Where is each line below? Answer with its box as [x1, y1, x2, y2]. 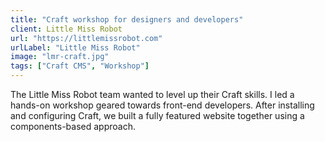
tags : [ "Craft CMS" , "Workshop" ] [10, 61, 150, 71]
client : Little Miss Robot [10, 24, 123, 34]
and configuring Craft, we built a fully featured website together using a [10, 110, 305, 121]
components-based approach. [10, 121, 136, 132]
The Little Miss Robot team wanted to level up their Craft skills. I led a [10, 89, 295, 100]
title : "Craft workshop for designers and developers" [10, 14, 244, 25]
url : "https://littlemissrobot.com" [10, 33, 163, 43]
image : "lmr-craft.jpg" [10, 52, 110, 62]
